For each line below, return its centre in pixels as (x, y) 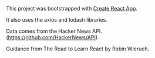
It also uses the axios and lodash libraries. (57, 20)
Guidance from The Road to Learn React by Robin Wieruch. (78, 49)
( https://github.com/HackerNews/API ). (53, 37)
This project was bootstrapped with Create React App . (72, 8)
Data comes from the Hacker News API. (54, 31)
